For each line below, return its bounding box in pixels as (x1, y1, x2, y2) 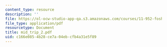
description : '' (5, 12, 39, 17)
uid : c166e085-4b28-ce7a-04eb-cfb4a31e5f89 (5, 35, 97, 40)
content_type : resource (5, 7, 55, 12)
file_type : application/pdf (5, 21, 64, 26)
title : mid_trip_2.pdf (5, 30, 52, 35)
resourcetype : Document (5, 25, 55, 30)
